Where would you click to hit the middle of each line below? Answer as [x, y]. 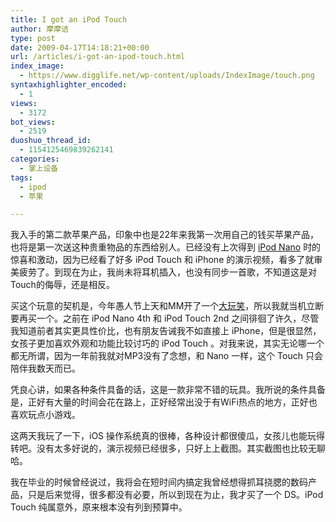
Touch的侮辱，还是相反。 [62, 285]
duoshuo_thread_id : [51, 141]
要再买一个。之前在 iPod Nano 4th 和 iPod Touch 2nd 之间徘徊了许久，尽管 [165, 318]
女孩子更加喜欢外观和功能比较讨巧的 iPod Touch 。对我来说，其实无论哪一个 [167, 343]
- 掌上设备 [39, 168]
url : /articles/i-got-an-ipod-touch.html [98, 57]
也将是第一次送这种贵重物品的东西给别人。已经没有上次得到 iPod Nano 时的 [166, 247]
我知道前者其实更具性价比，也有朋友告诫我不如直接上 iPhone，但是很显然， [166, 331]
